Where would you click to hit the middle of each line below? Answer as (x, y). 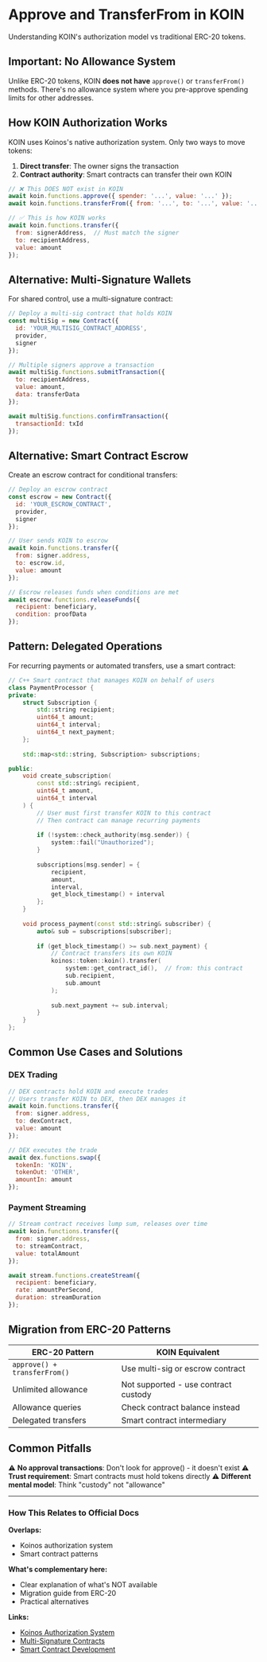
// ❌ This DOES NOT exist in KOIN (66, 189)
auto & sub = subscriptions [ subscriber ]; (104, 931)
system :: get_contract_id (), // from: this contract (154, 968)
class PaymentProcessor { (51, 687)
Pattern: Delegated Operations (85, 646)
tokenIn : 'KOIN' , (44, 1165)
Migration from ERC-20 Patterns (90, 1330)
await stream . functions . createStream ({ (74, 1275)
